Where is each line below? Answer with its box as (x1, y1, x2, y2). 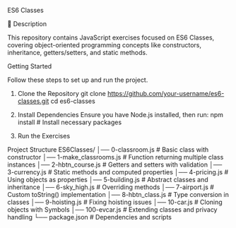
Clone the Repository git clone (17, 90, 106, 97)
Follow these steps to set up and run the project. (7, 76, 148, 84)
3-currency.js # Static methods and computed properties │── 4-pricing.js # (7, 168, 229, 176)
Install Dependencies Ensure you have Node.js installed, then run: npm (17, 111, 224, 119)
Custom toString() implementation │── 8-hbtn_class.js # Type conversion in (7, 191, 230, 198)
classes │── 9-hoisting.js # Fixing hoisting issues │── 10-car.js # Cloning (7, 198, 223, 206)
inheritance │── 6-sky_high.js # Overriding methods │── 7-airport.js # (7, 183, 214, 191)
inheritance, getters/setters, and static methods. (7, 49, 148, 56)
